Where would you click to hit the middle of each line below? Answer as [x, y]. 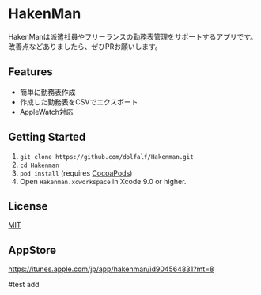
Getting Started [47, 137]
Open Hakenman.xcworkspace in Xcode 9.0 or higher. [103, 181]
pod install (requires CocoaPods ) [76, 173]
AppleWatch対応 [46, 112]
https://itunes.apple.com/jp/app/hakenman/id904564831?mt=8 [111, 269]
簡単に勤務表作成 [47, 92]
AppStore [32, 250]
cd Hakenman [39, 165]
